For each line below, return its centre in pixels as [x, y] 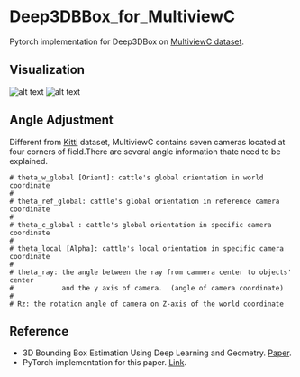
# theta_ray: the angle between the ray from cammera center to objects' [151, 272]
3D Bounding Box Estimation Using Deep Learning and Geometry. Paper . [157, 353]
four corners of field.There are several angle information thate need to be [145, 152]
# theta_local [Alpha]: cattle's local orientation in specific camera [146, 248]
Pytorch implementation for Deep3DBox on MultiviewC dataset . [127, 41]
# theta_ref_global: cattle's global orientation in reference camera [145, 201]
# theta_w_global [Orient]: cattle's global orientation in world [136, 178]
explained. [28, 161]
